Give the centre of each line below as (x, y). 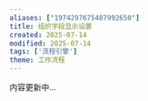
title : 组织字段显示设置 (51, 26)
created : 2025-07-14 (49, 35)
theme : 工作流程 (37, 60)
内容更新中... (33, 87)
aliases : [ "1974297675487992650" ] (75, 18)
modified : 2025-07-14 (50, 43)
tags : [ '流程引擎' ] (44, 52)
